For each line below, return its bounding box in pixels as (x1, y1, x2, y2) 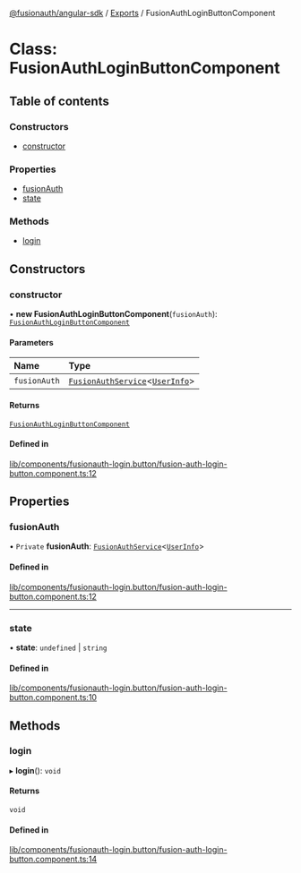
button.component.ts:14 (9, 854, 98, 865)
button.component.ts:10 (9, 692, 97, 703)
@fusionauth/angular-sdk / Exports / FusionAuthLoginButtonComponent (9, 8, 276, 18)
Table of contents (9, 93, 109, 108)
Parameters (9, 337, 54, 347)
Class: (9, 39, 58, 59)
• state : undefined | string (9, 642, 107, 653)
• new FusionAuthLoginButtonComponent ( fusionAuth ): (9, 309, 218, 320)
